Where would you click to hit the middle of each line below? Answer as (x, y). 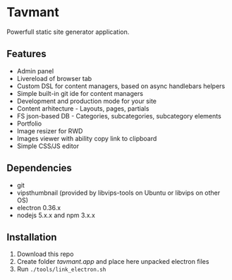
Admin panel (35, 71)
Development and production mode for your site (86, 101)
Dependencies (39, 168)
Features (26, 54)
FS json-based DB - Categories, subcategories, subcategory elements (119, 116)
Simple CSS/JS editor (48, 146)
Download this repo (45, 254)
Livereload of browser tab (54, 78)
